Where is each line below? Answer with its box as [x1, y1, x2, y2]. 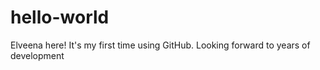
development [10, 49, 65, 61]
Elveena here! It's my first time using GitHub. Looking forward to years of [10, 39, 311, 51]
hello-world [10, 6, 110, 29]
